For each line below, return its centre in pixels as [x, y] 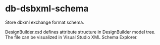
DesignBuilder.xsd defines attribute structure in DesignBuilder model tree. [80, 32]
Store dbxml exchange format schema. [45, 22]
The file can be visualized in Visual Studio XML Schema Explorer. [71, 37]
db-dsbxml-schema [47, 9]
